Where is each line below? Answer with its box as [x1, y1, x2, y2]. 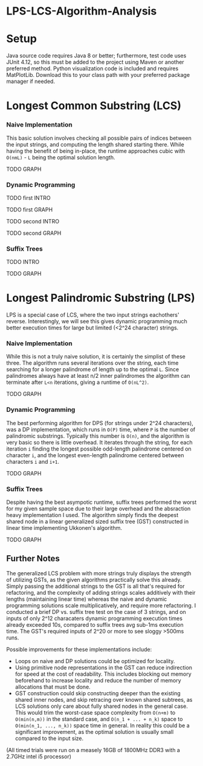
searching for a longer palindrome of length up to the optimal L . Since [6, 366, 179, 373]
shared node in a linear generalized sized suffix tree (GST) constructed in [6, 518, 189, 525]
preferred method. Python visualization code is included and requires [6, 65, 179, 72]
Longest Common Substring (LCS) [6, 99, 182, 113]
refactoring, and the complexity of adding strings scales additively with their [6, 589, 196, 596]
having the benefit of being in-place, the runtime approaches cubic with [6, 147, 185, 154]
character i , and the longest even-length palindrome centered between [6, 451, 184, 458]
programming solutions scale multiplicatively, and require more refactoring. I [6, 601, 196, 609]
